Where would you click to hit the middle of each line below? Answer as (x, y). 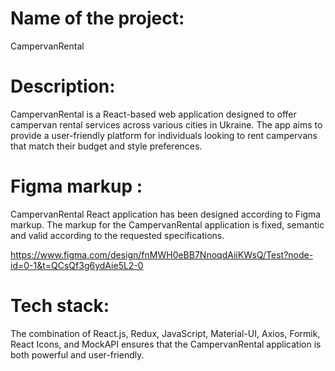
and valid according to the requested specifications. (117, 235)
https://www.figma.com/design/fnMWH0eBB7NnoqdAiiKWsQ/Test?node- (162, 254)
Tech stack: (60, 306)
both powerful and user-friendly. (77, 354)
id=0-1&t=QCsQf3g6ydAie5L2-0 (77, 265)
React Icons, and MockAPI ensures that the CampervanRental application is (166, 344)
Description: (63, 86)
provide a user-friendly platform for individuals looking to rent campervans (164, 135)
